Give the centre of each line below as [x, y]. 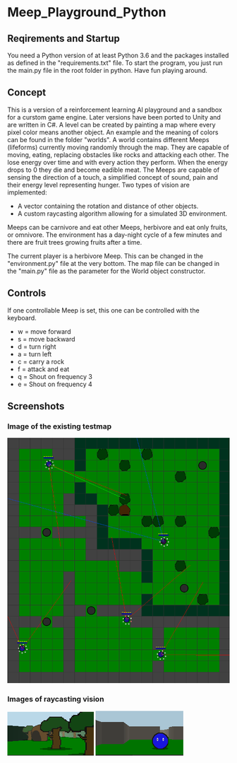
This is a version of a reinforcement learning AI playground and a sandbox [115, 110]
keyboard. [22, 318]
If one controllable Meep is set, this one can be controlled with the [103, 310]
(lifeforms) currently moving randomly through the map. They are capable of [118, 147]
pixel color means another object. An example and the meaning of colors [113, 132]
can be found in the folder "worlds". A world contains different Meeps [108, 139]
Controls [27, 293]
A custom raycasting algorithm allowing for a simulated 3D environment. [122, 214]
